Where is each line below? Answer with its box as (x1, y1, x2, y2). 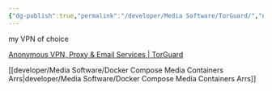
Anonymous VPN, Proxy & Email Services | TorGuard (8, 49, 184, 59)
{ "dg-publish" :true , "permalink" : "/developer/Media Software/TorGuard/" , (8, 11, 259, 20)
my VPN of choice (8, 34, 69, 43)
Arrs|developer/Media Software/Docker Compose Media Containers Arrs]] (8, 73, 257, 83)
